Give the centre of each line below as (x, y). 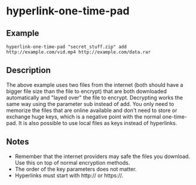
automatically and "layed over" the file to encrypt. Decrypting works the (95, 98)
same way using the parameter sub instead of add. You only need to (90, 104)
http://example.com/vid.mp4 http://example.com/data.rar (79, 52)
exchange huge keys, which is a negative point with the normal (84, 116)
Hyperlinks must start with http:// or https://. (69, 175)
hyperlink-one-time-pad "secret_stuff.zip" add (67, 47)
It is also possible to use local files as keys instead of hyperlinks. (98, 123)
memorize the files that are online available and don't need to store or (92, 110)
